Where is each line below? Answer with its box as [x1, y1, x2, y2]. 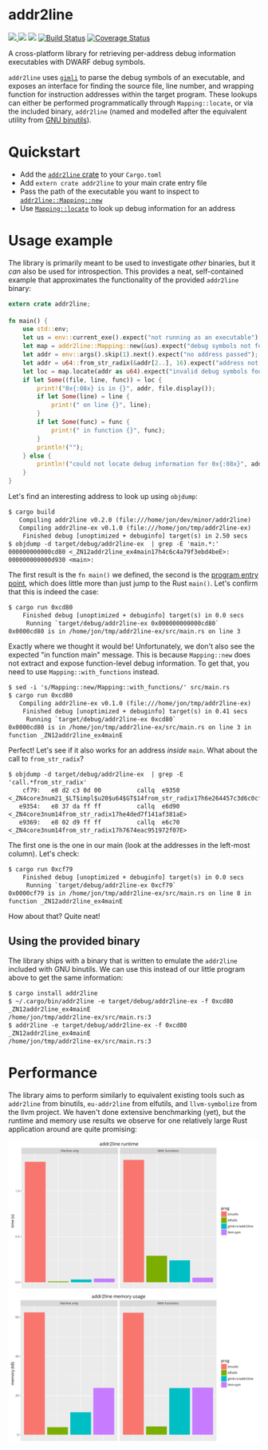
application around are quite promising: [8, 1124, 137, 1133]
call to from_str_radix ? [8, 754, 84, 764]
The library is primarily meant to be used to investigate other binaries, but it [8, 258, 256, 267]
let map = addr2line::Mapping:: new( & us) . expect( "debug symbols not [22, 342, 251, 350]
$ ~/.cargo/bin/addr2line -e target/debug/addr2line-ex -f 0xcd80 [8, 997, 234, 1005]
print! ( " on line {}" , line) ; [50, 401, 152, 409]
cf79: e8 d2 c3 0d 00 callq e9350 [22, 786, 180, 795]
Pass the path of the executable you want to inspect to [19, 186, 199, 196]
